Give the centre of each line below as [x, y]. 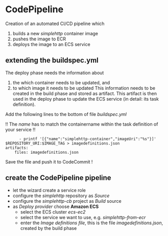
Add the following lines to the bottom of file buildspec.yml [66, 114]
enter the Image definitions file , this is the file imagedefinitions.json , [92, 223]
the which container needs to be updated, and [61, 82]
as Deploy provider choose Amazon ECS [56, 206]
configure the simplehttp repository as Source [61, 196]
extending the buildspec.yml [52, 61]
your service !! [20, 129]
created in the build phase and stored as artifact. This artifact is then [85, 93]
